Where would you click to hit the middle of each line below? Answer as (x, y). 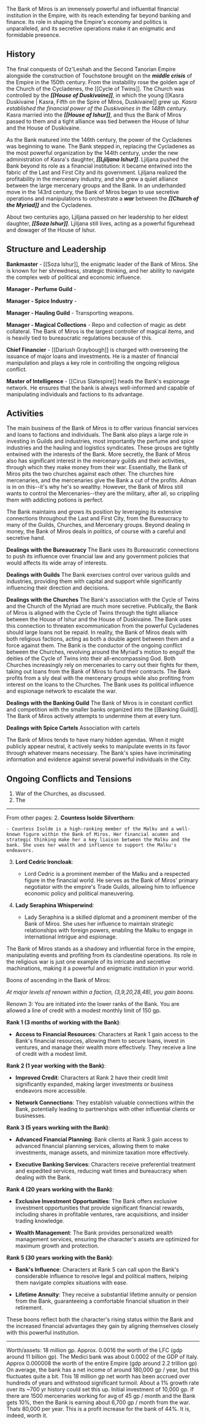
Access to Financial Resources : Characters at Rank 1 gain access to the (106, 1034)
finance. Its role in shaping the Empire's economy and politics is (87, 22)
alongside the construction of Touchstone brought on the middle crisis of (99, 76)
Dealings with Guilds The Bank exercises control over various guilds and (99, 575)
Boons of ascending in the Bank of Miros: (59, 980)
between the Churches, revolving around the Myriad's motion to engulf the (101, 652)
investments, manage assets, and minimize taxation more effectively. (102, 1153)
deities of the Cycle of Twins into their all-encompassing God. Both (91, 658)
